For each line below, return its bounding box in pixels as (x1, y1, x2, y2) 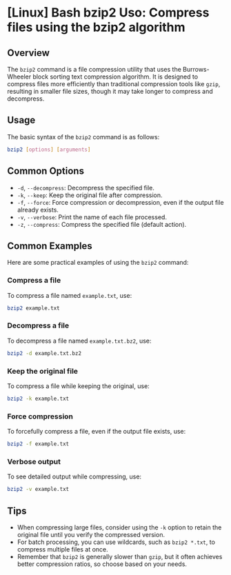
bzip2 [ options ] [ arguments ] (7, 146, 91, 153)
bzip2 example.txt (7, 305, 60, 312)
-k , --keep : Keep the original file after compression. (17, 191, 163, 199)
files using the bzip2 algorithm (7, 19, 185, 35)
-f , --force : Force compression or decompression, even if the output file (17, 198, 224, 206)
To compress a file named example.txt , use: (7, 291, 132, 299)
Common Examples (7, 240, 93, 252)
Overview (7, 47, 50, 59)
